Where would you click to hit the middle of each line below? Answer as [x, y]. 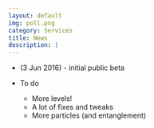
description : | [34, 45]
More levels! [52, 99]
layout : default [35, 16]
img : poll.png [32, 23]
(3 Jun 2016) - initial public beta [72, 68]
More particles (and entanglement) [89, 115]
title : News [28, 38]
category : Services [41, 30]
